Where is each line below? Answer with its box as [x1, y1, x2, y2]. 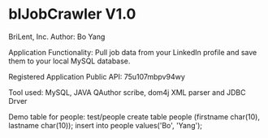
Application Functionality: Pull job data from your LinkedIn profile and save [8, 47, 257, 57]
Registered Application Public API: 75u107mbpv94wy [8, 71, 185, 81]
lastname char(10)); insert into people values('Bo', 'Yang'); [8, 120, 203, 130]
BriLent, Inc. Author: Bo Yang [8, 32, 106, 41]
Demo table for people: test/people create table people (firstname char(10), [8, 111, 260, 122]
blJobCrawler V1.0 [8, 5, 136, 24]
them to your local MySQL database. [8, 56, 131, 66]
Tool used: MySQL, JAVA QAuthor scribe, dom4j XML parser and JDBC [8, 87, 246, 97]
